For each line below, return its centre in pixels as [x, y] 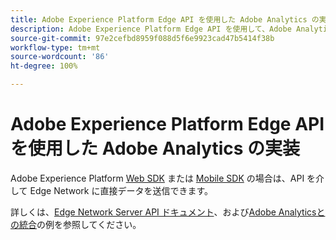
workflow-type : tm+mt [55, 47]
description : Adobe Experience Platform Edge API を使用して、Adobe [151, 29]
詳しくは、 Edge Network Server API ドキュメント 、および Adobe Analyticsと [168, 212]
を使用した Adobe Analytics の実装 [155, 148]
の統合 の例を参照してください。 [76, 224]
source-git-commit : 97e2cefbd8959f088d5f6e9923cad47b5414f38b [142, 38]
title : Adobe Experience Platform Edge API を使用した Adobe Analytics [159, 19]
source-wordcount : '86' [60, 57]
